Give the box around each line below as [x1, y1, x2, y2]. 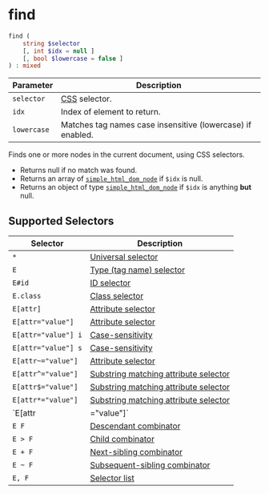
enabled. [60, 130, 94, 141]
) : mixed [8, 62, 42, 70]
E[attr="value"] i [12, 331, 82, 339]
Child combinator [90, 434, 155, 445]
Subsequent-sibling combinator [90, 460, 211, 471]
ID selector [90, 278, 131, 289]
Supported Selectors [8, 214, 114, 227]
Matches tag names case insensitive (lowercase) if [60, 119, 252, 131]
